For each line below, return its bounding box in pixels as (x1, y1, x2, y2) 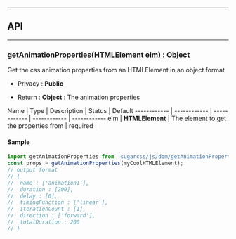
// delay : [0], (7, 193, 58, 200)
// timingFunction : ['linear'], (7, 199, 109, 206)
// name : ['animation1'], (7, 179, 90, 186)
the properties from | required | (7, 122, 97, 130)
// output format (7, 167, 58, 174)
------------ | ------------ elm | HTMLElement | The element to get (32, 114, 227, 123)
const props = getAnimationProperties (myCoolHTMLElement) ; (7, 160, 184, 167)
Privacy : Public (17, 79, 64, 88)
